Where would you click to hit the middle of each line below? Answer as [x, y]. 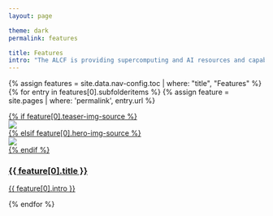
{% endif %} [29, 150]
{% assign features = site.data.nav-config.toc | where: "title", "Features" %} [135, 84]
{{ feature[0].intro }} [42, 188]
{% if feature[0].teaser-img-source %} [73, 117]
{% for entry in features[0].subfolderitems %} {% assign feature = [119, 92]
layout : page [30, 16]
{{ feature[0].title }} [48, 171]
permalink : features [43, 38]
